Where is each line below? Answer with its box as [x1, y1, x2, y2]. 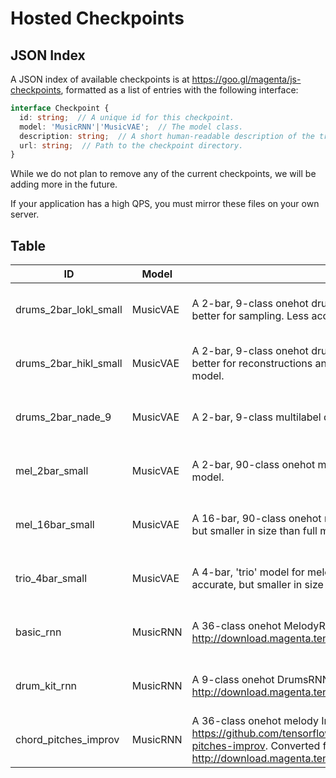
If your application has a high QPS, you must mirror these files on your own [10, 198, 320, 210]
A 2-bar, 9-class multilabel [191, 410, 322, 424]
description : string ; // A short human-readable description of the [19, 131, 315, 141]
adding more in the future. [10, 178, 118, 191]
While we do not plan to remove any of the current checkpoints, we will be [10, 168, 317, 180]
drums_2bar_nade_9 [15, 410, 112, 424]
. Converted [264, 739, 321, 753]
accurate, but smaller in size [191, 578, 324, 592]
